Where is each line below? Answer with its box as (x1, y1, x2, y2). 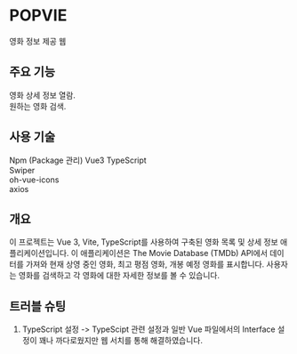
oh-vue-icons (9, 174, 60, 185)
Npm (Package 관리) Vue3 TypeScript (9, 155, 147, 165)
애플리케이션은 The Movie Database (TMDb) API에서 (79, 248, 269, 259)
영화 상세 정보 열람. (9, 90, 76, 101)
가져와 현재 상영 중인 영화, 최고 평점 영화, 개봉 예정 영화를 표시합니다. (25, 259, 265, 270)
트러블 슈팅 (9, 299, 67, 314)
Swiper (9, 165, 36, 175)
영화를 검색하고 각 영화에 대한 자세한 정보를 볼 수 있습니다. (18, 270, 221, 281)
